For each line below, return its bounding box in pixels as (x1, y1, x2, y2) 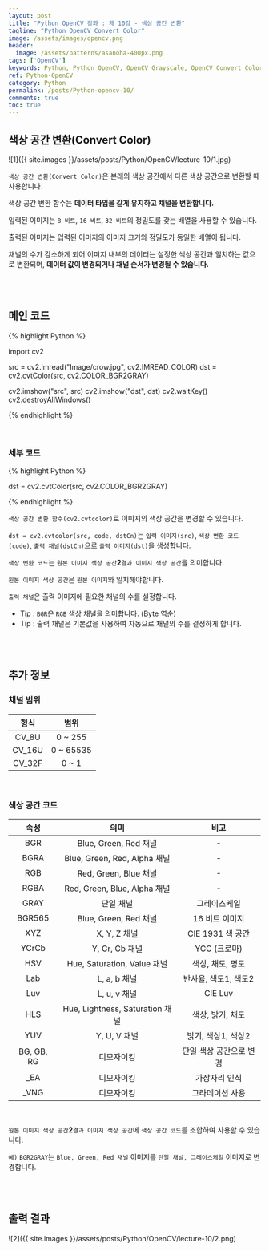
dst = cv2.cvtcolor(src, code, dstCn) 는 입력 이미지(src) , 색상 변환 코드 (8, 531, 239, 540)
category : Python (8, 79, 66, 87)
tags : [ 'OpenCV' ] (8, 57, 66, 65)
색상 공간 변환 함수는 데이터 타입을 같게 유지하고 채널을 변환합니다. (8, 198, 215, 208)
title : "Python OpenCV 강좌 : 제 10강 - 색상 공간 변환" (8, 19, 186, 27)
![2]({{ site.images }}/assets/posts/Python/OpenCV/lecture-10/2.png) (8, 1233, 236, 1243)
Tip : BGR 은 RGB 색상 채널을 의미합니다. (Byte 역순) (19, 609, 176, 618)
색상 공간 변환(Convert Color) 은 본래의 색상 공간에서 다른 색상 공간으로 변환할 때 (8, 171, 260, 180)
